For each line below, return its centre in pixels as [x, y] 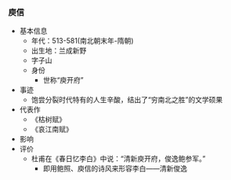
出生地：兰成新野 [59, 51]
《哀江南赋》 [52, 129]
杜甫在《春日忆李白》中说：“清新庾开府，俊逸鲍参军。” [118, 159]
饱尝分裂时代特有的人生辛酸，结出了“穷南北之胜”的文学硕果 [127, 100]
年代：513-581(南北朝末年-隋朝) [82, 41]
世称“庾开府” [63, 80]
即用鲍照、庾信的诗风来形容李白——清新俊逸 [115, 169]
